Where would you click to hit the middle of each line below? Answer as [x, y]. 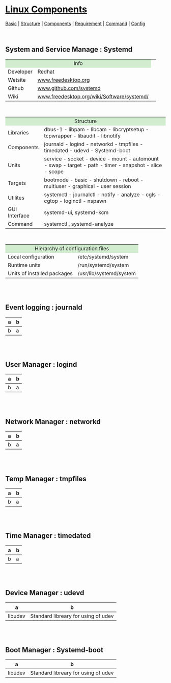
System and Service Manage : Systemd [69, 50]
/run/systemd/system [103, 265]
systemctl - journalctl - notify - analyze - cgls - [102, 194]
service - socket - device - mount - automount [102, 158]
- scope [54, 171]
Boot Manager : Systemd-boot [54, 650]
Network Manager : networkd [53, 422]
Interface [19, 216]
